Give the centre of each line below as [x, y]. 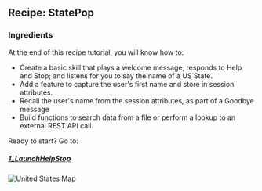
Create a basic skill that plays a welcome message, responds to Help [131, 67]
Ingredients [31, 35]
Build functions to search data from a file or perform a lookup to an [127, 117]
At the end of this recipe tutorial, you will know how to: [96, 52]
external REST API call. [56, 125]
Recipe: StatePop [51, 13]
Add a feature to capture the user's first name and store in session [127, 84]
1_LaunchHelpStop [40, 159]
